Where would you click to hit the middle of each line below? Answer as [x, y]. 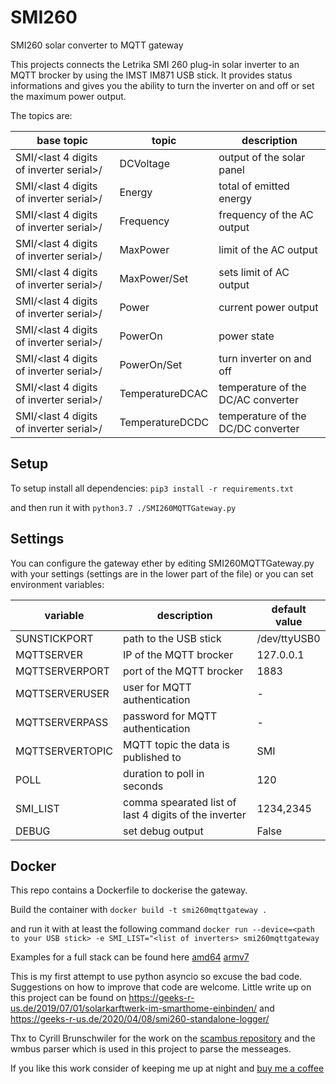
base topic [62, 140]
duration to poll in [164, 773]
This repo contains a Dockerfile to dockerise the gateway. [129, 890]
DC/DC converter [259, 428]
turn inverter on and [265, 358]
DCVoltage [144, 163]
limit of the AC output [268, 249]
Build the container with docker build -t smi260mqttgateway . [139, 910]
